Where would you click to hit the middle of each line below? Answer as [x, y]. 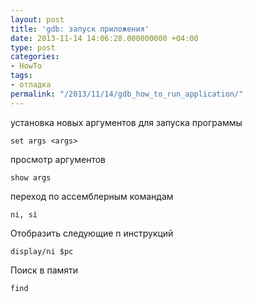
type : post [33, 47]
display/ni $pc [42, 251]
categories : [35, 57]
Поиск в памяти [44, 270]
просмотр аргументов [58, 159]
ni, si [24, 214]
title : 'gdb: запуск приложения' [80, 29]
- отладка [31, 85]
